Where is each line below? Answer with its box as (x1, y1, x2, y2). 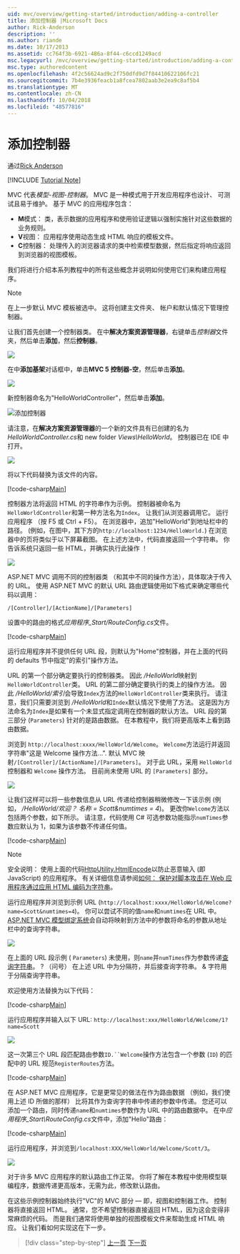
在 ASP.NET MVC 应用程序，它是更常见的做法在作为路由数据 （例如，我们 (7, 1088, 224, 1096)
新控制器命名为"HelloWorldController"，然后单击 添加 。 (7, 393, 169, 402)
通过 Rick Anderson (7, 161, 64, 170)
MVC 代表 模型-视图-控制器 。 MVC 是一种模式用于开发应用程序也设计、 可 (7, 190, 224, 199)
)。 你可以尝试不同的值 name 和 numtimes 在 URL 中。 (74, 906, 221, 915)
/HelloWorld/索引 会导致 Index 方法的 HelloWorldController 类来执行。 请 (15, 688, 221, 697)
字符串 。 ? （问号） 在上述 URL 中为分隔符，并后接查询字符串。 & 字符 (13, 962, 221, 970)
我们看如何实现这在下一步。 (27, 1223, 109, 1232)
